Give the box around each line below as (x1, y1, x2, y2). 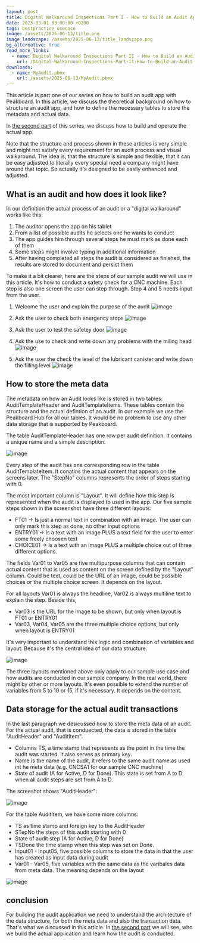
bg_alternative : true (6, 42, 60, 48)
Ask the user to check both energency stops (14, 314, 124, 321)
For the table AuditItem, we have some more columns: (6, 811, 139, 818)
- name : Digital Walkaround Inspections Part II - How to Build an (11, 53, 183, 59)
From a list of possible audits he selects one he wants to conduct (14, 229, 174, 236)
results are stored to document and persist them (14, 261, 133, 268)
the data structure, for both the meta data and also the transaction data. (6, 917, 182, 925)
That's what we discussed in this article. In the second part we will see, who (6, 924, 193, 931)
